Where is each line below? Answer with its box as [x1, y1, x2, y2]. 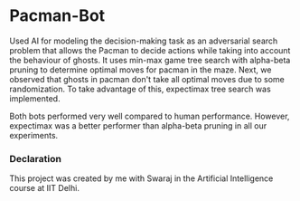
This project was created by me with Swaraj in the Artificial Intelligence [9, 173, 274, 184]
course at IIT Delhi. [9, 183, 80, 194]
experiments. [9, 129, 59, 140]
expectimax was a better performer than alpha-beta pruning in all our [9, 120, 267, 131]
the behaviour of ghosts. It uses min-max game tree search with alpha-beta [9, 54, 291, 65]
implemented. [9, 92, 61, 104]
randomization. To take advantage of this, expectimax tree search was [9, 83, 271, 94]
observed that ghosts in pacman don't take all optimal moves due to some [9, 73, 285, 84]
